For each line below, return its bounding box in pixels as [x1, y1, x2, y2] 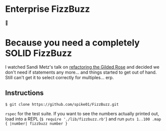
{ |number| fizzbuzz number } [5, 121, 68, 126]
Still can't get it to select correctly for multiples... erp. [5, 74, 114, 80]
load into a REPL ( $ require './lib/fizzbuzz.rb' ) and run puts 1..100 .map [5, 116, 162, 122]
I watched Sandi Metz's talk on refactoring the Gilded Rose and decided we [5, 64, 160, 70]
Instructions [5, 89, 44, 97]
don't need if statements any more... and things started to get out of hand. [5, 69, 157, 75]
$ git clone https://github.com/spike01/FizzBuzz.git [5, 102, 119, 107]
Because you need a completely [5, 37, 140, 48]
